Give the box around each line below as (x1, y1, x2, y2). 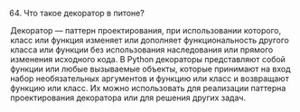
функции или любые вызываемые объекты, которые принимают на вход (10, 63, 292, 74)
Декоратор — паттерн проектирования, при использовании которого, (10, 25, 282, 35)
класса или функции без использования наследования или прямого (10, 44, 274, 55)
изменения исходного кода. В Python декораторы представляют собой (10, 54, 286, 64)
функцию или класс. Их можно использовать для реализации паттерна (10, 83, 286, 93)
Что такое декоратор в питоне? (23, 8, 145, 18)
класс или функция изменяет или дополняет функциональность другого (10, 35, 290, 45)
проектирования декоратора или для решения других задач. (10, 92, 247, 103)
